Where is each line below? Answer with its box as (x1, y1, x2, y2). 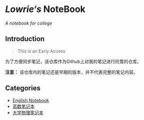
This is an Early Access (17, 48, 66, 54)
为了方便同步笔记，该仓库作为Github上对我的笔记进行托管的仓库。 (5, 58, 141, 64)
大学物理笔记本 (12, 109, 43, 115)
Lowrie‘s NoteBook (5, 4, 86, 15)
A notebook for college (5, 20, 52, 26)
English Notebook (12, 97, 49, 103)
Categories (5, 84, 41, 92)
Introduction (5, 35, 45, 43)
